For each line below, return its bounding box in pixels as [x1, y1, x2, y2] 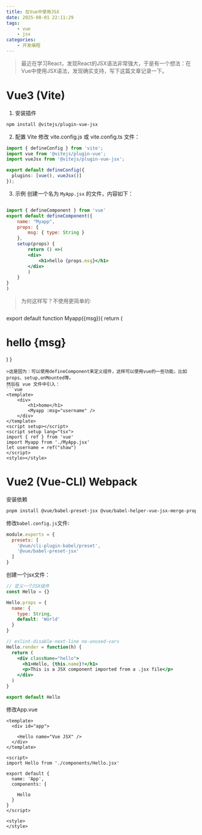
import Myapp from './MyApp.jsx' [6, 439, 90, 445]
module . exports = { [6, 531, 55, 537]
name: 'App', [11, 775, 44, 782]
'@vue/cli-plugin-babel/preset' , [17, 543, 101, 549]
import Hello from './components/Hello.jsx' [6, 760, 120, 766]
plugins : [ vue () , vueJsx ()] [11, 173, 82, 179]
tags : [6, 20, 20, 26]
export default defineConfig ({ [6, 167, 85, 174]
